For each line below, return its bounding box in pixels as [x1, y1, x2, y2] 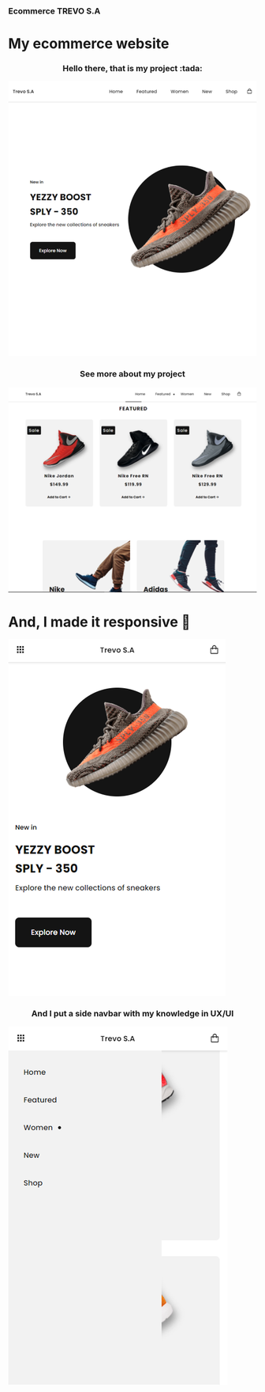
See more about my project [80, 369, 185, 380]
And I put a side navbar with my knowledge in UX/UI [31, 1008, 234, 1019]
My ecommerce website [8, 35, 170, 53]
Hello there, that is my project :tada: [62, 63, 203, 74]
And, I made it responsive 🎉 [8, 613, 191, 630]
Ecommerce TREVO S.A [8, 6, 101, 17]
